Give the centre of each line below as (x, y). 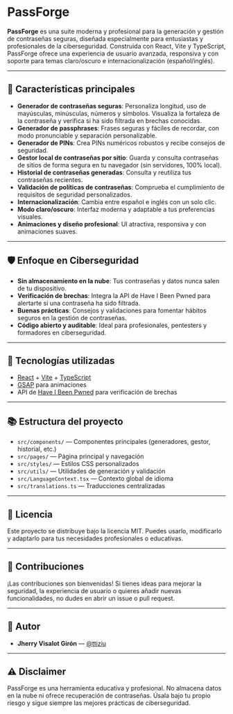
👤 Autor (24, 627)
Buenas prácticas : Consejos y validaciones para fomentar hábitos (112, 310)
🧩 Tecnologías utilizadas (61, 361)
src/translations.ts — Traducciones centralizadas (91, 486)
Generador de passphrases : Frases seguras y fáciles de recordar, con (118, 128)
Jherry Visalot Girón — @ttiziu (61, 643)
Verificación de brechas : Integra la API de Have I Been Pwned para (114, 295)
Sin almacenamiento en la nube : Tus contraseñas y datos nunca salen (118, 281)
